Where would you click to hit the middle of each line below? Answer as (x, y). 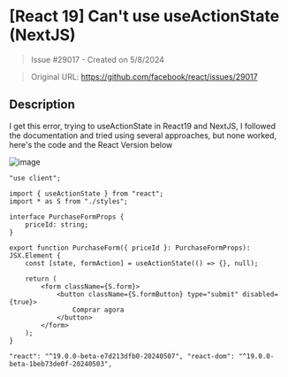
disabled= (260, 294)
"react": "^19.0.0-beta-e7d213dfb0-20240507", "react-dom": (122, 356)
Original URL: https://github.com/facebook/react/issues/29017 (144, 76)
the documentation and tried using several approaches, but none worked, (143, 135)
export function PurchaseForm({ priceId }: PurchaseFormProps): (130, 248)
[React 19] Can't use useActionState (144, 16)
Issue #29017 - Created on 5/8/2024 (98, 59)
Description (42, 105)
